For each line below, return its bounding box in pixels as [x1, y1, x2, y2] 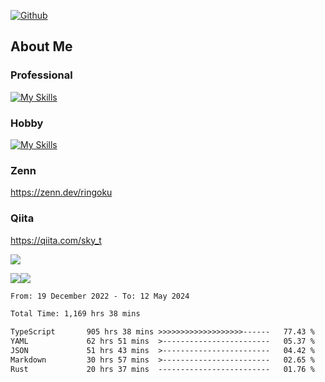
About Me [10, 38, 73, 55]
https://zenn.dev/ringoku [10, 186, 113, 199]
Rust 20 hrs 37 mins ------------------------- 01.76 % [10, 364, 315, 374]
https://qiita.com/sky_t [10, 234, 102, 246]
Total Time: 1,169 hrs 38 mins [10, 309, 141, 319]
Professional [10, 68, 73, 82]
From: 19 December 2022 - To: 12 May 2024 [10, 291, 190, 301]
